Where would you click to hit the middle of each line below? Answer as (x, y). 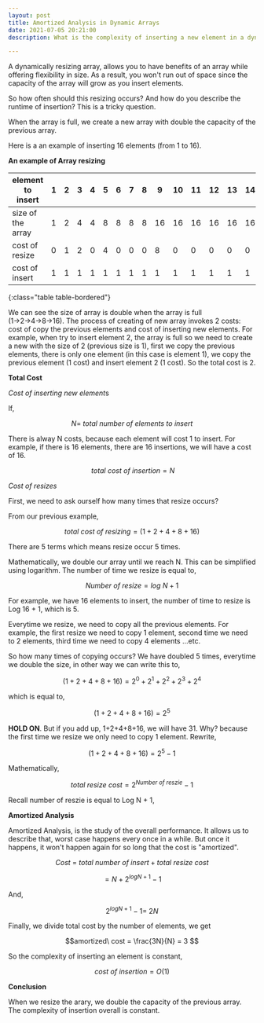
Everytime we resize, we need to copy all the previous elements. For (119, 625)
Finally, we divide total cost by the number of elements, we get (110, 926)
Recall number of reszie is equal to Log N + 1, (81, 800)
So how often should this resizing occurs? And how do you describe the (125, 98)
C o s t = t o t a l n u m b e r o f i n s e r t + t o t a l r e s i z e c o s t (132, 862)
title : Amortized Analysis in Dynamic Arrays (84, 23)
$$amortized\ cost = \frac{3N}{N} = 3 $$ (132, 941)
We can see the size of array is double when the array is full (105, 313)
